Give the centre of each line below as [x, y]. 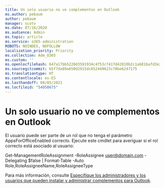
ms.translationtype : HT [29, 74]
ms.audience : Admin [25, 32]
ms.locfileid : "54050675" [31, 87]
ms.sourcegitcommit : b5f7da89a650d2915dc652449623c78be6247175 [71, 69]
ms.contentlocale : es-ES [30, 78]
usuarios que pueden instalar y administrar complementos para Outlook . [78, 181]
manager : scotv [21, 23]
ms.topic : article [24, 37]
